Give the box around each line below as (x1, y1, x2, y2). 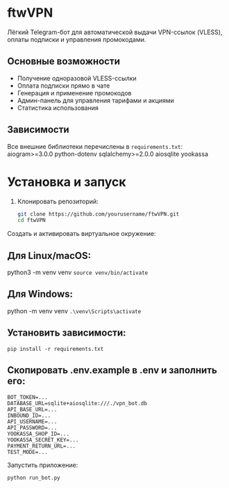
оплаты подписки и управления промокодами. (7, 35, 146, 43)
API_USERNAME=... (7, 418, 58, 425)
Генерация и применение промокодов (17, 88, 132, 97)
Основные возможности (7, 56, 120, 68)
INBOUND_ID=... (7, 412, 51, 419)
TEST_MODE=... (7, 448, 49, 455)
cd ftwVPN (17, 217, 46, 224)
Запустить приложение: (7, 461, 78, 469)
